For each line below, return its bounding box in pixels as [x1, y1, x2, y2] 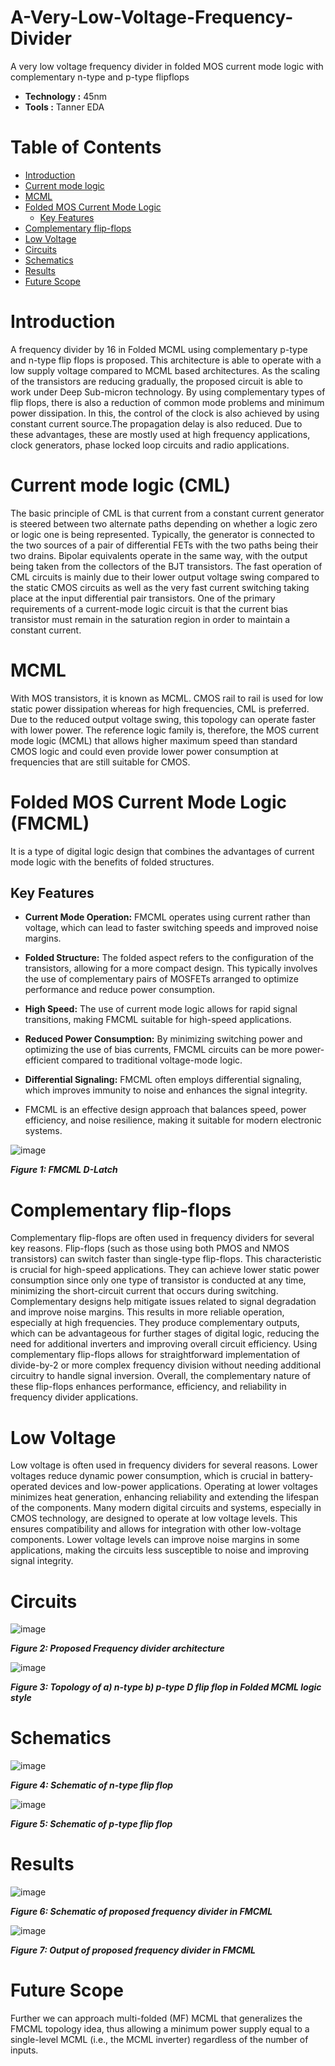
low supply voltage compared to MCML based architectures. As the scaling [10, 364, 321, 376]
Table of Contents [10, 136, 162, 159]
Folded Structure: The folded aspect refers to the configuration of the [24, 952, 314, 964]
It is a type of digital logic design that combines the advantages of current [10, 845, 315, 857]
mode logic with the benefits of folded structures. [10, 856, 215, 868]
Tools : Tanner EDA [24, 101, 105, 113]
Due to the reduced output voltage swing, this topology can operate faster [10, 713, 317, 725]
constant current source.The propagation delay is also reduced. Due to [10, 417, 303, 430]
